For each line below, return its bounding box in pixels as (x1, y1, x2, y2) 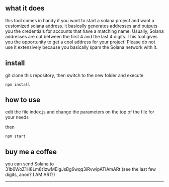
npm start (5, 134, 26, 139)
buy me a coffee (5, 147, 57, 156)
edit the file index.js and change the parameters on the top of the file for (5, 109, 155, 115)
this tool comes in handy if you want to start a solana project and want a (5, 17, 154, 23)
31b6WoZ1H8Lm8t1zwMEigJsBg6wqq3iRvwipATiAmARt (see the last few (5, 166, 156, 172)
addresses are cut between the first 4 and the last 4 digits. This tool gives (5, 33, 158, 39)
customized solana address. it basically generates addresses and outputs (5, 23, 157, 29)
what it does (5, 4, 45, 13)
